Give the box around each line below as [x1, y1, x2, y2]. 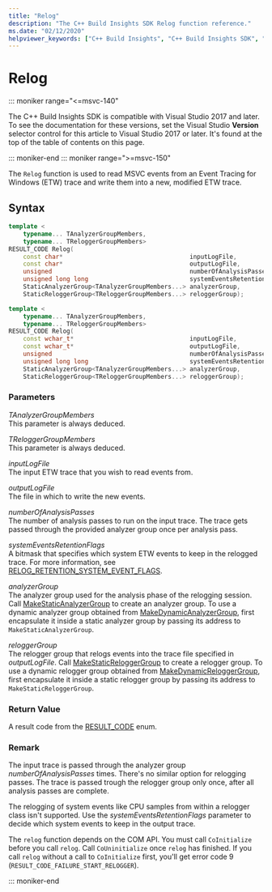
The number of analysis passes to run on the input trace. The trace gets [8, 516, 249, 525]
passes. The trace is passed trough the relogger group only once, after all [8, 778, 254, 788]
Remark [8, 742, 40, 754]
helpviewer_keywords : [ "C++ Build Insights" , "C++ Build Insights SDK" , [8, 34, 259, 43]
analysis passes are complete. [8, 786, 109, 796]
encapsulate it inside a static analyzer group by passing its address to [8, 616, 241, 626]
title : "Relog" [8, 11, 60, 20]
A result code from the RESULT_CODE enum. [8, 722, 158, 732]
